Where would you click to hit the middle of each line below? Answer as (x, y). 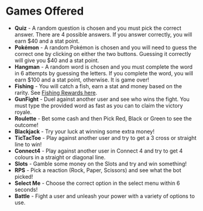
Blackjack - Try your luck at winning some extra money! (85, 131)
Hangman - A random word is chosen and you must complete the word (104, 67)
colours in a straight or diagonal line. (60, 157)
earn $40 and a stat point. (47, 41)
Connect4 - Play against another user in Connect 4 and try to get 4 (98, 151)
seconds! (26, 189)
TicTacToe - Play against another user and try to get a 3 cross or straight (105, 137)
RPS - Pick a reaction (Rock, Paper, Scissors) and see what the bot (98, 170)
